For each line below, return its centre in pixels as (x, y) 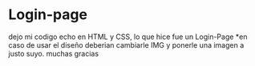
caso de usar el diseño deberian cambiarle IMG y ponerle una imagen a (126, 45)
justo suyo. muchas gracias (53, 53)
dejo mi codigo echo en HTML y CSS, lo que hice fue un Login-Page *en (128, 37)
